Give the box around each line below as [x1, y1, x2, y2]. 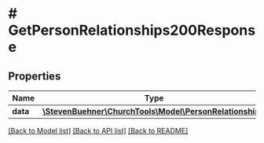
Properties [8, 69, 61, 82]
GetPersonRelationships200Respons [8, 21, 256, 39]
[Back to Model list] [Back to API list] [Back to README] [8, 126, 189, 135]
